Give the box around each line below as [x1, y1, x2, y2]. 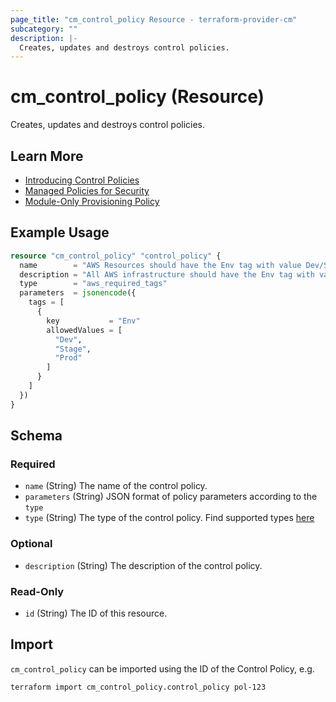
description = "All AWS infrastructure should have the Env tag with [19, 269, 315, 280]
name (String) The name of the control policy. [24, 480, 208, 492]
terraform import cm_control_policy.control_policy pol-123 [10, 682, 267, 692]
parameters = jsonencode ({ [19, 288, 137, 298]
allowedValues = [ [46, 325, 123, 335]
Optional [10, 537, 53, 551]
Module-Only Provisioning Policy [24, 196, 160, 207]
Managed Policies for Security [24, 185, 150, 196]
